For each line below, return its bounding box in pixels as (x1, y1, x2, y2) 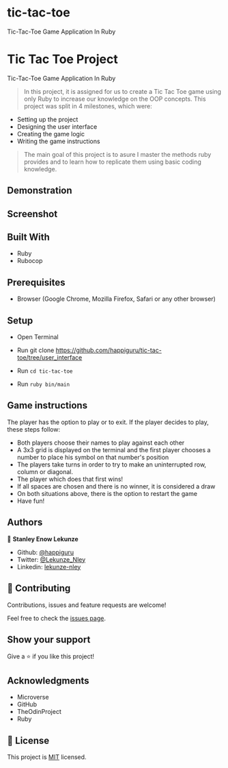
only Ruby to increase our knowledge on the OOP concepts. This (23, 95, 206, 103)
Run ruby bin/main (16, 380, 70, 388)
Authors (7, 517, 43, 528)
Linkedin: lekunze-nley (16, 562, 81, 571)
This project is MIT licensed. (7, 752, 87, 761)
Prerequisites (7, 276, 66, 288)
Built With (7, 232, 50, 243)
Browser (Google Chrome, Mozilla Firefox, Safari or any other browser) (16, 295, 216, 303)
